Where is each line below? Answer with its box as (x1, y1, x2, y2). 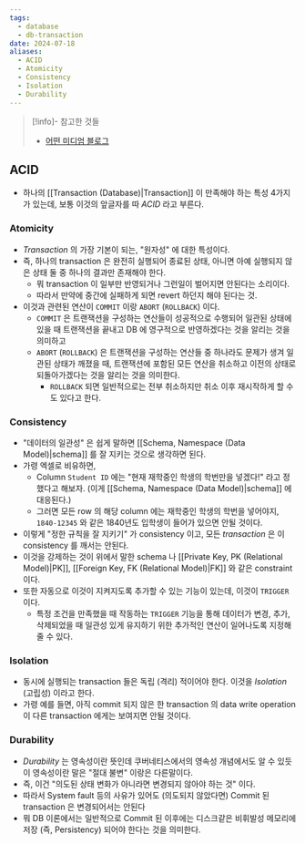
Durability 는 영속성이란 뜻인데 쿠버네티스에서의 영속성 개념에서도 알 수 (22, 756, 276, 767)
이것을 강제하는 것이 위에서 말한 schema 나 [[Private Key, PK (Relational (22, 551, 284, 561)
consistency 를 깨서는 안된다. (22, 540, 129, 551)
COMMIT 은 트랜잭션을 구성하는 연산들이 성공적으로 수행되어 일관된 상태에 (36, 312, 292, 324)
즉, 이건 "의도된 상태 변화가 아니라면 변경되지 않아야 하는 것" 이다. (22, 778, 257, 789)
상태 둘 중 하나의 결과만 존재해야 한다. (32, 266, 167, 278)
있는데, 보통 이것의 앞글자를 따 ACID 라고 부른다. (32, 199, 205, 210)
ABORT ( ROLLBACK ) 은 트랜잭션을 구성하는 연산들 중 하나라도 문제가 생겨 (36, 346, 285, 357)
